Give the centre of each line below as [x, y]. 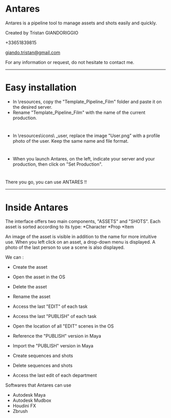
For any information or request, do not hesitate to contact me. [70, 62]
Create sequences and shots [43, 356]
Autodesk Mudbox [32, 400]
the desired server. [32, 107]
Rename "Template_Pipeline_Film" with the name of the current [79, 112]
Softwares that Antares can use [38, 385]
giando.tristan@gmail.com [33, 52]
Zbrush [20, 411]
